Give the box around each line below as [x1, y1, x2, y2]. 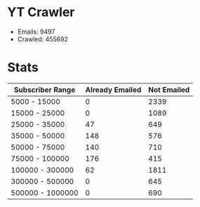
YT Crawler [7, 4, 75, 20]
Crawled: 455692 [17, 34, 69, 43]
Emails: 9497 [17, 27, 55, 36]
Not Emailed [148, 85, 190, 95]
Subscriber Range [13, 85, 76, 95]
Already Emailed [85, 85, 142, 95]
